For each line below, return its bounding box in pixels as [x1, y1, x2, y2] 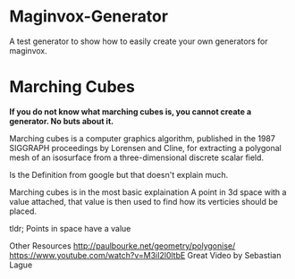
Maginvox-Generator [9, 6, 168, 27]
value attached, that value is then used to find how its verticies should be [9, 196, 279, 207]
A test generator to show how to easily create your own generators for [9, 36, 268, 46]
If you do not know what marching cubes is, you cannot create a [9, 106, 252, 117]
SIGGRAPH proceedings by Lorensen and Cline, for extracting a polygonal [9, 142, 282, 153]
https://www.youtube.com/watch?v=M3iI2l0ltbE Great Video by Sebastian [9, 249, 282, 260]
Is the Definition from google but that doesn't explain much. [9, 169, 229, 180]
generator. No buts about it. [9, 115, 114, 126]
